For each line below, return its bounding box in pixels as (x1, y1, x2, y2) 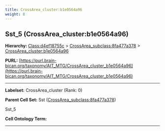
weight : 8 (5, 12, 26, 17)
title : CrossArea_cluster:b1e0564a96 (5, 7, 82, 12)
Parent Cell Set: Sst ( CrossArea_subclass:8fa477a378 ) (5, 97, 116, 103)
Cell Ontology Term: (5, 116, 47, 122)
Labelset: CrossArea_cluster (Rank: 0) (5, 87, 82, 93)
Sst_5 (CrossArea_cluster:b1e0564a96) (5, 30, 129, 38)
